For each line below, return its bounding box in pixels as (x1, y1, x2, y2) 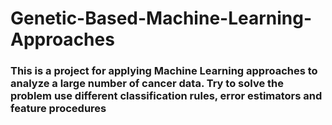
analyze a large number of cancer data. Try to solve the (10, 77, 284, 91)
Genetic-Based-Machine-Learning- (10, 7, 313, 30)
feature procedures (10, 102, 107, 116)
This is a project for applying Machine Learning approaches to (10, 64, 318, 78)
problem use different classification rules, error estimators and (10, 89, 323, 103)
